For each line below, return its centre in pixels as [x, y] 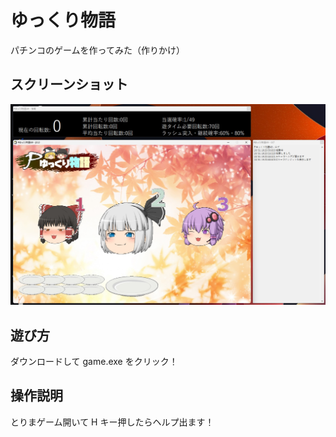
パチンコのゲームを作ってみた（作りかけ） [97, 50]
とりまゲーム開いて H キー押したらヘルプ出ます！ [112, 422]
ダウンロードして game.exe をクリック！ [94, 361]
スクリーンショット [69, 84]
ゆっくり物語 [63, 20]
